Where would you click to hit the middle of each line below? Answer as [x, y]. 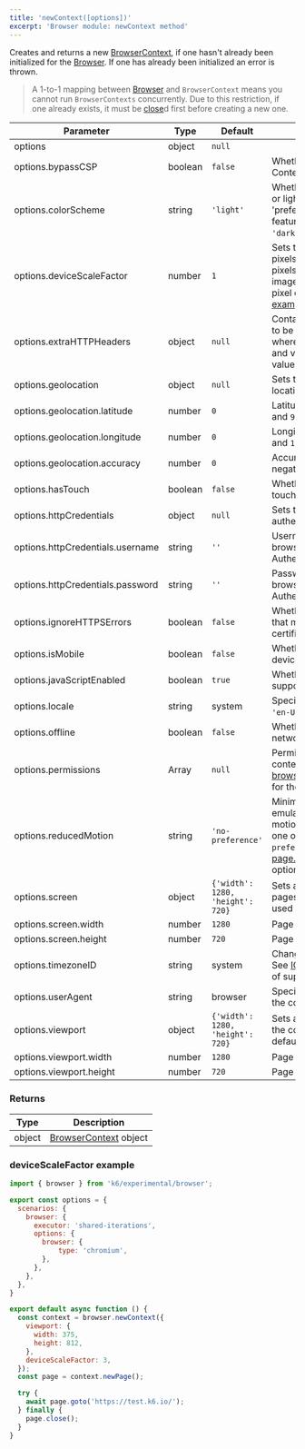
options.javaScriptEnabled [70, 680]
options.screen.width [59, 924]
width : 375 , [56, 1335]
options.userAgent [53, 997]
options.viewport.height [64, 1071]
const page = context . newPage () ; [81, 1377]
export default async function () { [79, 1309]
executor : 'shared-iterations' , [94, 1226]
